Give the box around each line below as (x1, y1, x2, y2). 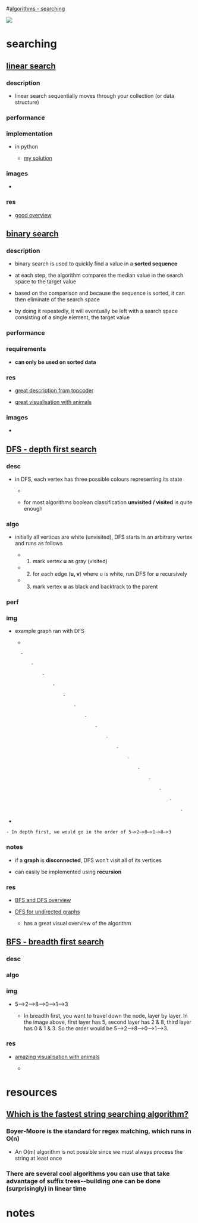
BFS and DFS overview (14, 896, 71, 903)
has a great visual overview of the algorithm (23, 919, 131, 926)
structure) (14, 98, 40, 106)
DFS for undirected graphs (14, 908, 80, 915)
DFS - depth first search (6, 444, 97, 454)
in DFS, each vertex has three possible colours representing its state (14, 475, 183, 483)
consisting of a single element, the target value (14, 314, 130, 321)
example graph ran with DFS (14, 628, 85, 635)
